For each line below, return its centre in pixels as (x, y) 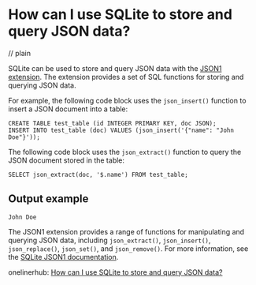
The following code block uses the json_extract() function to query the (125, 152)
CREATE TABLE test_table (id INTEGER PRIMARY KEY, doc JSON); (112, 123)
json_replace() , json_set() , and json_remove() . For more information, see (128, 248)
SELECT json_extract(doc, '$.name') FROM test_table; (98, 174)
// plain (20, 53)
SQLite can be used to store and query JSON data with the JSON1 (115, 68)
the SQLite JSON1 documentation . (63, 257)
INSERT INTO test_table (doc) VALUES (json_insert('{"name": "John (121, 130)
